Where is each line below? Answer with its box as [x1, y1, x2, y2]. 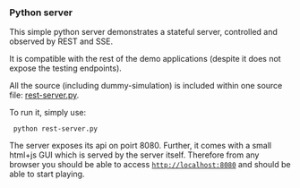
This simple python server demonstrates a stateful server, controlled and [9, 27, 278, 38]
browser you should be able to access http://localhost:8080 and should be [9, 159, 291, 170]
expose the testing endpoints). [9, 63, 123, 73]
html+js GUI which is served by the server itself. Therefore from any [9, 150, 260, 160]
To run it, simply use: [9, 107, 87, 118]
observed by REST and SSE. [9, 36, 114, 47]
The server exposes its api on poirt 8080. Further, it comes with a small [9, 141, 271, 151]
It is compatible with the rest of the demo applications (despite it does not [9, 54, 281, 64]
